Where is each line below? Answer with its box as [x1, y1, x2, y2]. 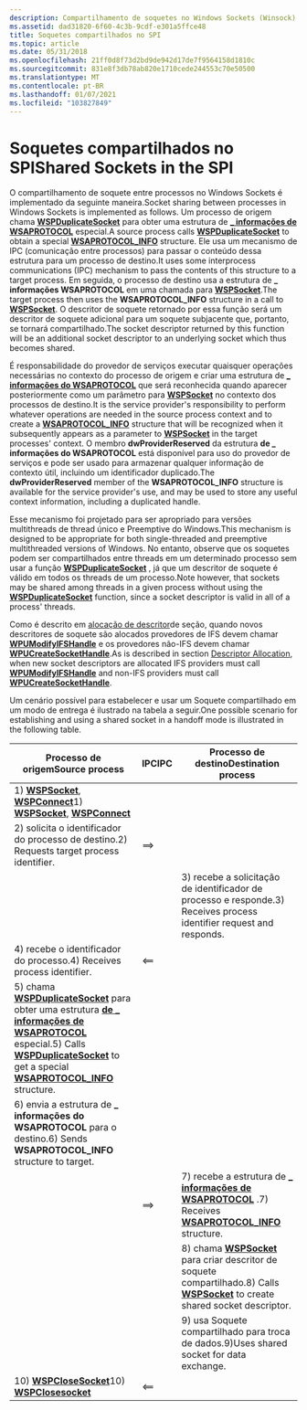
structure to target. [14, 1155, 95, 1168]
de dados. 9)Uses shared [181, 1337, 288, 1350]
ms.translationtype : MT [9, 73, 101, 82]
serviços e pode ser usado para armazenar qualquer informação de [9, 458, 264, 469]
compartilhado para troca [181, 1326, 291, 1339]
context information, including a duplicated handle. [9, 496, 201, 507]
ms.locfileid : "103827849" [9, 98, 112, 108]
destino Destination [195, 758, 281, 770]
